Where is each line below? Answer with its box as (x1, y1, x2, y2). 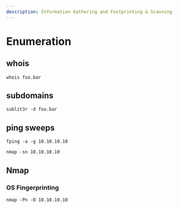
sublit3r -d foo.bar (6, 106, 58, 113)
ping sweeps (6, 122, 55, 132)
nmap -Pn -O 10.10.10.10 (6, 197, 68, 203)
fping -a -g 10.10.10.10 (6, 138, 68, 144)
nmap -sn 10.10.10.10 (6, 149, 60, 155)
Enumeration (6, 34, 72, 48)
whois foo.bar (6, 74, 42, 80)
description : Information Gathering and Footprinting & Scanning (6, 8, 172, 15)
